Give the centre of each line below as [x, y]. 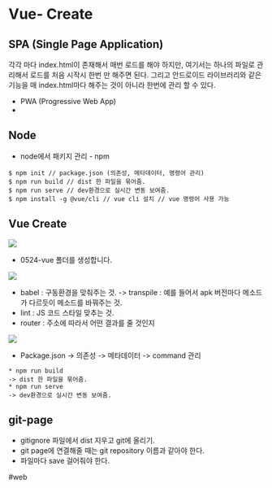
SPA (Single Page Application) [86, 44]
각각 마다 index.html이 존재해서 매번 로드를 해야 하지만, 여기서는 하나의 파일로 [132, 65]
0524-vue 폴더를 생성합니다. [66, 259]
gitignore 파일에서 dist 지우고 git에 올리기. [88, 441]
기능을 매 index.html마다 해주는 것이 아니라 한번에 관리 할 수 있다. [112, 85]
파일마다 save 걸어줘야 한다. [65, 461]
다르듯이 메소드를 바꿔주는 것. [76, 303]
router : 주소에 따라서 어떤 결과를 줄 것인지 [88, 323]
